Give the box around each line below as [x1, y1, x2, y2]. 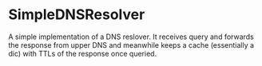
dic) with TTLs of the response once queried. [8, 49, 157, 58]
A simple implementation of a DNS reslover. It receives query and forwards [8, 32, 254, 41]
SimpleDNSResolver [8, 6, 145, 24]
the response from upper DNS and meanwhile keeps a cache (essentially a [8, 40, 254, 49]
